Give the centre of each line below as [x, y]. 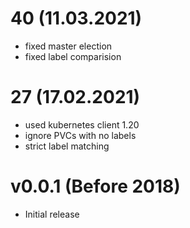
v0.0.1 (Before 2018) [95, 186]
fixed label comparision [73, 56]
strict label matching [67, 146]
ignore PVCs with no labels [80, 135]
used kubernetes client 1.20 [82, 124]
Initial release [52, 214]
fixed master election [68, 46]
